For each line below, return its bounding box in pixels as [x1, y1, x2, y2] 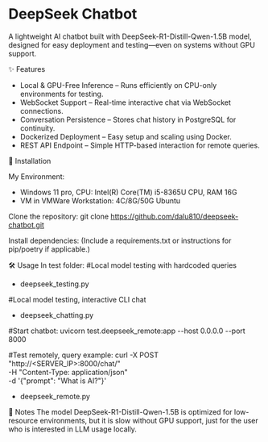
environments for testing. [19, 89, 104, 98]
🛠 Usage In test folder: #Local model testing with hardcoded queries [8, 260, 237, 270]
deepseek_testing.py [19, 279, 90, 289]
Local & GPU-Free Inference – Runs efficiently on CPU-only [19, 80, 217, 90]
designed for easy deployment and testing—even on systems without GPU [8, 40, 256, 49]
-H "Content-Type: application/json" [8, 367, 128, 377]
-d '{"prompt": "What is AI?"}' [8, 376, 107, 386]
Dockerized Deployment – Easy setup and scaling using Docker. [19, 131, 232, 141]
